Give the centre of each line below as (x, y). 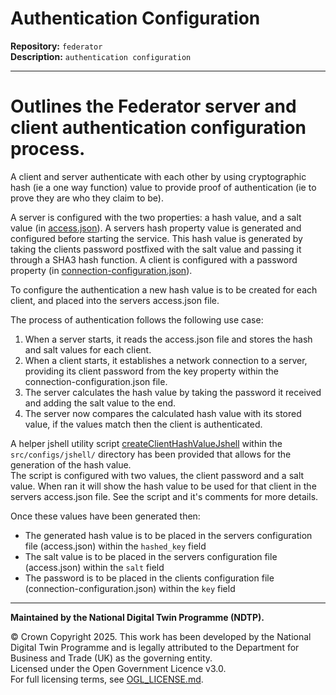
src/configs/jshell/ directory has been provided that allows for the (151, 454)
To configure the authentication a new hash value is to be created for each (164, 289)
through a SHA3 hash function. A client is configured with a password (154, 259)
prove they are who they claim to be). (87, 198)
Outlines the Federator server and (153, 106)
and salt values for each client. (88, 349)
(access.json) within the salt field (94, 567)
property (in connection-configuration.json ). (101, 270)
